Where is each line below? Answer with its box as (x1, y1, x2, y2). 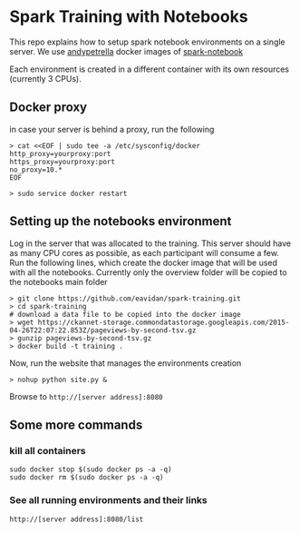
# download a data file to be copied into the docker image (9, 310, 242, 319)
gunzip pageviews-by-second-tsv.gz (17, 333, 152, 342)
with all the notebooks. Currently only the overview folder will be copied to (9, 266, 287, 278)
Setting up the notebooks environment (9, 213, 232, 229)
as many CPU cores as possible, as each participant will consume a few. (9, 247, 279, 258)
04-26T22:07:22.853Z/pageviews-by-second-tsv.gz (9, 325, 197, 335)
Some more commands (9, 417, 143, 432)
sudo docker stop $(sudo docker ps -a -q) (9, 465, 172, 474)
